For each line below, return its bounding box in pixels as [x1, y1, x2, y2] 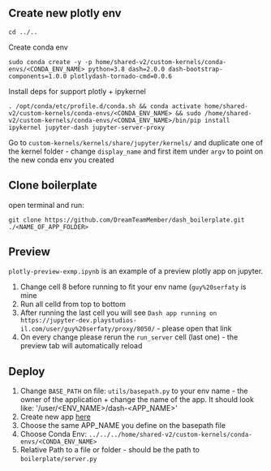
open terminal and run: [8, 200, 85, 210]
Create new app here [19, 412, 91, 421]
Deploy [8, 365, 45, 378]
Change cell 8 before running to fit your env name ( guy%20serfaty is [19, 282, 247, 292]
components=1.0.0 [8, 72, 67, 80]
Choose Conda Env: [19, 430, 88, 439]
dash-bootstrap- [167, 65, 223, 73]
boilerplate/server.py [19, 455, 97, 464]
